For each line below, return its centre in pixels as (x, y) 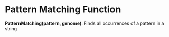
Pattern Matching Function (63, 9)
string (11, 28)
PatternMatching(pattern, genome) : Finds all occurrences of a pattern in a (85, 23)
